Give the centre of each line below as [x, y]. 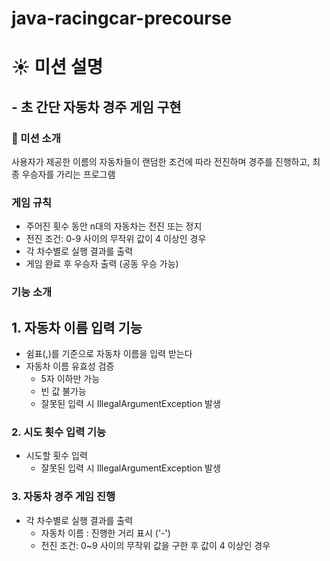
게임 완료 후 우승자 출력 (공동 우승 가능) [102, 264]
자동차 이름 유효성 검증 [70, 366]
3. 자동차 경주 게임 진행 [63, 497]
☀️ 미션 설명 [57, 67]
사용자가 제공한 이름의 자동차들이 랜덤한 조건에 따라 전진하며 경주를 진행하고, [161, 162]
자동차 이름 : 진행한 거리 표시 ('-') [105, 533]
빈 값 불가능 [63, 391]
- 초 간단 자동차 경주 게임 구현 [96, 107]
